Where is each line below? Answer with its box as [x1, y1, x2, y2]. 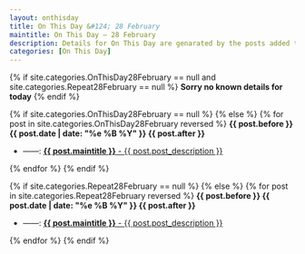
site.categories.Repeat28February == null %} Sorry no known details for [9, 82, 283, 93]
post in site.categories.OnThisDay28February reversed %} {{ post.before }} [9, 119, 293, 130]
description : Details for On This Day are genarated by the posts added [9, 38, 290, 48]
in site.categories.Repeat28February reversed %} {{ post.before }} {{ [9, 190, 271, 201]
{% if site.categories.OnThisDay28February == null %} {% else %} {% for [9, 109, 284, 120]
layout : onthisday [9, 13, 79, 23]
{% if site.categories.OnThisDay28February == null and [9, 72, 216, 83]
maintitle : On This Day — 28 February [9, 30, 156, 39]
